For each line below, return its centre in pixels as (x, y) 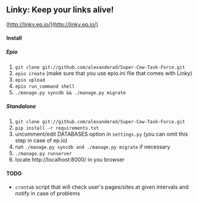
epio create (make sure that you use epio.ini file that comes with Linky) (104, 73)
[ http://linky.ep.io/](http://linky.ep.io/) (52, 24)
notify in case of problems (47, 193)
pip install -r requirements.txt (57, 129)
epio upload (30, 80)
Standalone (21, 106)
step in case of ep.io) (41, 141)
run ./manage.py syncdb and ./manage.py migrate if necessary (92, 147)
